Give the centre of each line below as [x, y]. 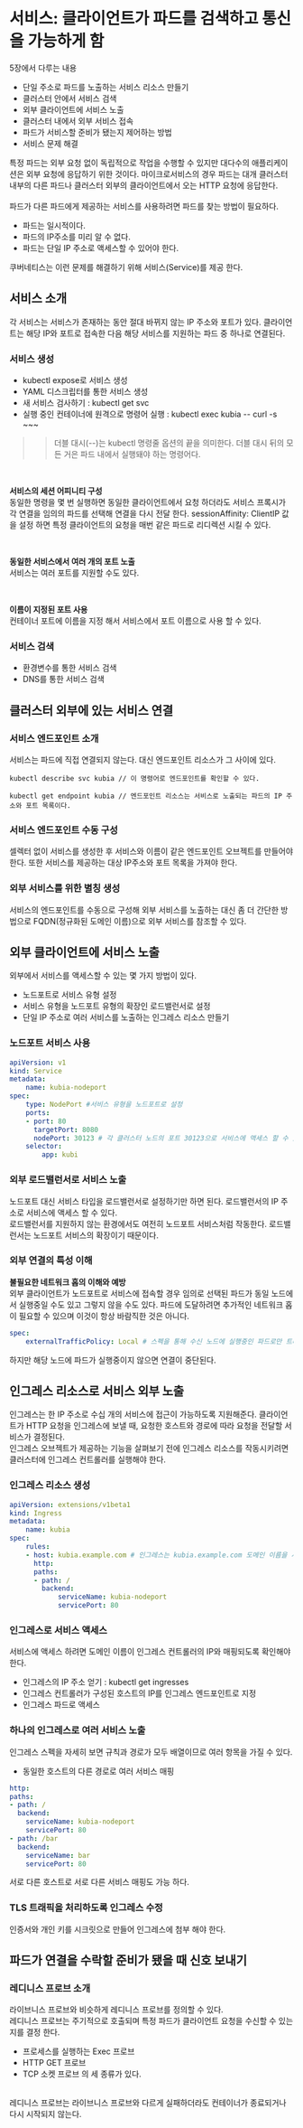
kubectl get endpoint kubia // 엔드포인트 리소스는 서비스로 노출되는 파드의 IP [146, 796]
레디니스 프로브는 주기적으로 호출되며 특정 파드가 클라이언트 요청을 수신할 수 [143, 2021]
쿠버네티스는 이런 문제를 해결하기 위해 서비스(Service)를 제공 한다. [126, 267]
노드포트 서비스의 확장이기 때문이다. [96, 1235]
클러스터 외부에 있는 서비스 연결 [92, 710]
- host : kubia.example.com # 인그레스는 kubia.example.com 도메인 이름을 [156, 1555]
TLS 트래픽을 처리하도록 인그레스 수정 [87, 1908]
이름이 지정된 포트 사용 [49, 610]
